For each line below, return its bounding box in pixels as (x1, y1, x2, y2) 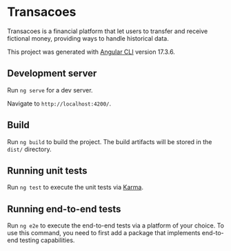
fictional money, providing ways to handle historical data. (7, 34, 169, 42)
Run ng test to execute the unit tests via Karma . (7, 183, 143, 192)
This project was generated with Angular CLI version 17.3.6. (7, 48, 176, 56)
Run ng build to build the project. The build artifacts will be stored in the (7, 137, 212, 145)
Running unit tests (7, 165, 88, 177)
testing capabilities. (19, 236, 75, 245)
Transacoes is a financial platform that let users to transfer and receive (7, 27, 208, 35)
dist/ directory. (7, 145, 52, 153)
